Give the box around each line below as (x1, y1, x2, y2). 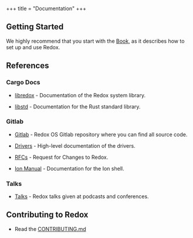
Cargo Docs (6, 79, 40, 87)
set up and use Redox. (6, 43, 60, 50)
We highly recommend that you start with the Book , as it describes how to (6, 38, 185, 45)
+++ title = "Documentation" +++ (6, 5, 87, 12)
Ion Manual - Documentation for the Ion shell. (14, 165, 124, 172)
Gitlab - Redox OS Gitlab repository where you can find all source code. (14, 131, 188, 138)
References (6, 61, 49, 71)
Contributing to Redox (6, 210, 89, 220)
